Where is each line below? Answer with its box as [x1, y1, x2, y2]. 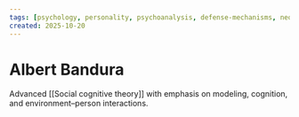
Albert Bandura [9, 59, 125, 80]
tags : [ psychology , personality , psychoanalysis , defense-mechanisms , [9, 12, 277, 22]
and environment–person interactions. [9, 98, 149, 109]
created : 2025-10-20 [9, 21, 86, 30]
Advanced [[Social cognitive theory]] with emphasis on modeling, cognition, [9, 89, 288, 99]
